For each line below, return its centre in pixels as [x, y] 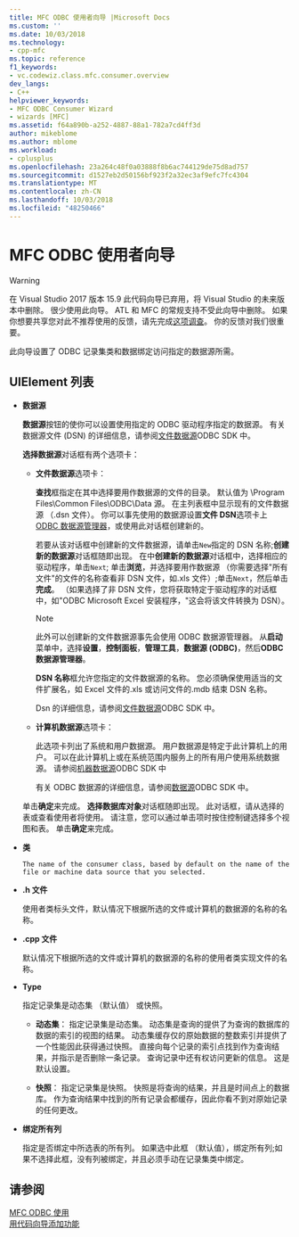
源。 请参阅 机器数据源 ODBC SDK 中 [101, 768]
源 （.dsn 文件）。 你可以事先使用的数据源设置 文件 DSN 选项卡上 [151, 515]
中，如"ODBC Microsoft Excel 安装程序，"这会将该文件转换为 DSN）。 [162, 600]
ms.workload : [33, 150]
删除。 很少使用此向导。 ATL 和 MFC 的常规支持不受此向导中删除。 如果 [156, 309]
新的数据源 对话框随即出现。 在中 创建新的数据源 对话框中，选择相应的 [161, 556]
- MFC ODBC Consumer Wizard [61, 109]
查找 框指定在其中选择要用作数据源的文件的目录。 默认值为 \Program [160, 492]
